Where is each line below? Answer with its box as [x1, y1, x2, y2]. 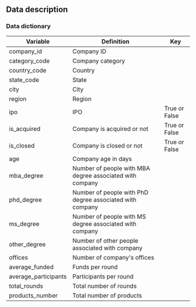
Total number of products [72, 291, 142, 299]
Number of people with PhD [72, 188, 149, 196]
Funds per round [72, 263, 118, 271]
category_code [9, 57, 50, 65]
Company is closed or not [72, 142, 143, 150]
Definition [101, 37, 129, 46]
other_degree [9, 240, 46, 248]
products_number [9, 291, 58, 299]
